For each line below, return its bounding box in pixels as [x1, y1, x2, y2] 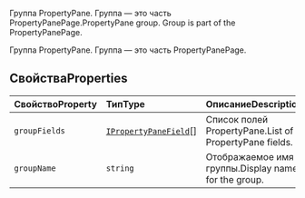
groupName [14, 163, 56, 173]
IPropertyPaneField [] [105, 124, 197, 137]
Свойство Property [14, 97, 98, 110]
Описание [205, 97, 252, 110]
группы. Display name [205, 162, 298, 174]
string [105, 163, 134, 173]
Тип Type [105, 97, 145, 110]
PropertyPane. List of [205, 124, 294, 137]
